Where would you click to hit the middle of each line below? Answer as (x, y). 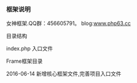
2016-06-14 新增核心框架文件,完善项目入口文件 (64, 74)
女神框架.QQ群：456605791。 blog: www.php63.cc (68, 23)
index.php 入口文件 (30, 49)
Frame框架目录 (24, 61)
